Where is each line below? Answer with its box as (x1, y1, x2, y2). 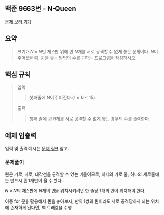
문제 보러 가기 (5, 19, 32, 25)
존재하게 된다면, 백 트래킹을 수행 (10, 204, 72, 210)
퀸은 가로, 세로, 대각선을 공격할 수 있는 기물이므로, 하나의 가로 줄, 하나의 (5, 171, 142, 177)
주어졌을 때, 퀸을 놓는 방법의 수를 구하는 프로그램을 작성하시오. (17, 55, 137, 61)
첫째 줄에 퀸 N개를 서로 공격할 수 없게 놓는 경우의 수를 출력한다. (29, 116, 151, 122)
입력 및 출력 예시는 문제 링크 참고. (5, 146, 69, 152)
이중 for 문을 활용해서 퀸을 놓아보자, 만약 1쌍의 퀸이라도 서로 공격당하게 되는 (5, 198, 150, 204)
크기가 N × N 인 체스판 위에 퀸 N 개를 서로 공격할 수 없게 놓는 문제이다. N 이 (17, 48, 158, 54)
